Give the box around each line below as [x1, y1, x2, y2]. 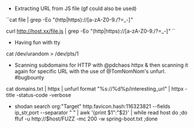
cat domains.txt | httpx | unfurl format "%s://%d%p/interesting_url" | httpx [6, 85, 184, 92]
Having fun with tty [14, 39, 61, 46]
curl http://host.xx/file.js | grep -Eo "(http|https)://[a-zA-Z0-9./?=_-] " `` [6, 27, 176, 34]
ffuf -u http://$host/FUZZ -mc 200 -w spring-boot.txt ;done [14, 115, 158, 122]
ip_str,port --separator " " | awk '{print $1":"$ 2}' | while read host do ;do [14, 109, 188, 116]
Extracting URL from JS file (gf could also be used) [14, 5, 137, 12]
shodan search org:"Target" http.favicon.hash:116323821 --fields [14, 103, 171, 110]
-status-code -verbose [16, 92, 72, 98]
